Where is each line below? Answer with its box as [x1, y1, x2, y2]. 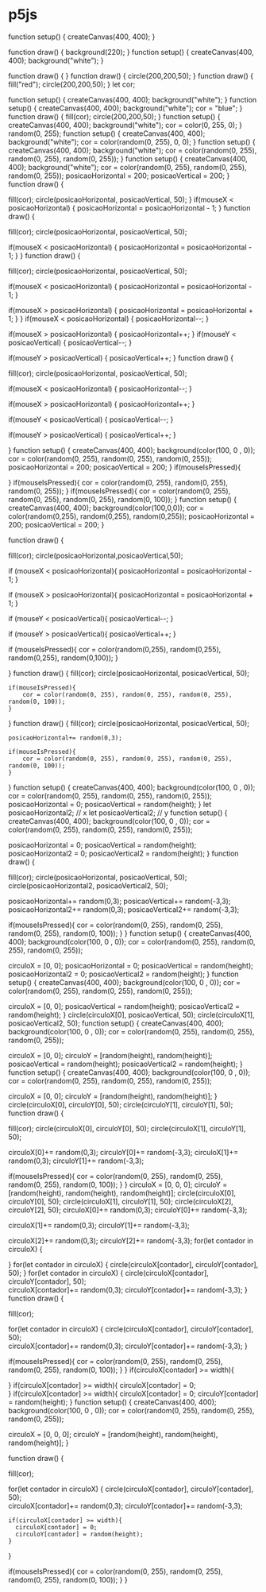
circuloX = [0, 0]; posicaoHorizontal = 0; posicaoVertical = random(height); [8, 960, 254, 970]
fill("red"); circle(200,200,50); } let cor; [8, 79, 136, 89]
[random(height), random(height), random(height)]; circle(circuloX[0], [8, 1188, 237, 1197]
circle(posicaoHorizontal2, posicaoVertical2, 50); [8, 880, 168, 891]
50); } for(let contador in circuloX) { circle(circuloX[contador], [8, 1268, 209, 1277]
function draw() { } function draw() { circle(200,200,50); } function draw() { [8, 71, 254, 80]
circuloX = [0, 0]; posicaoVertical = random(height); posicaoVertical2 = [8, 1001, 241, 1010]
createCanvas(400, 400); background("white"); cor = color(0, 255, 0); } [8, 120, 243, 129]
